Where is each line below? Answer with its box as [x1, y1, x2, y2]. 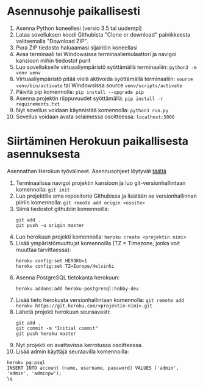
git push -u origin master [15, 222, 85, 228]
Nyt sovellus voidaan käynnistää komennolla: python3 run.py [15, 106, 169, 113]
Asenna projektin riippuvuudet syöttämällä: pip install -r [15, 95, 163, 102]
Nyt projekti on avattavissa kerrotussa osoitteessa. [15, 341, 143, 348]
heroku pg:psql [7, 359, 46, 365]
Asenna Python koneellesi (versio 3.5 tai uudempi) [15, 24, 142, 32]
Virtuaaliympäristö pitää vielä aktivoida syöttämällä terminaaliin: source [15, 75, 193, 82]
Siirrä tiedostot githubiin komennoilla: [15, 205, 109, 212]
